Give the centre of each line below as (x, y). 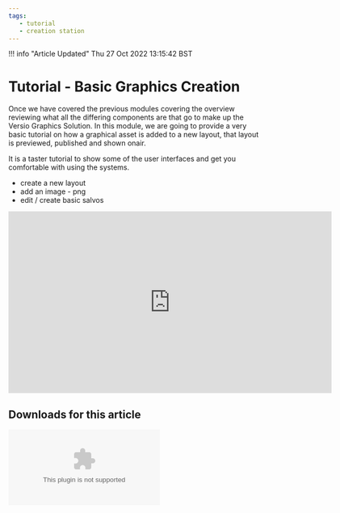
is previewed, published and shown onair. (78, 143)
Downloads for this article (75, 414)
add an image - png (53, 191)
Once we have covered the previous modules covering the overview (122, 109)
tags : (17, 16)
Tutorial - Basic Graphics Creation (124, 86)
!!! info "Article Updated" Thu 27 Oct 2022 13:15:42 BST (101, 54)
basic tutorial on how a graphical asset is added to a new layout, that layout (134, 135)
